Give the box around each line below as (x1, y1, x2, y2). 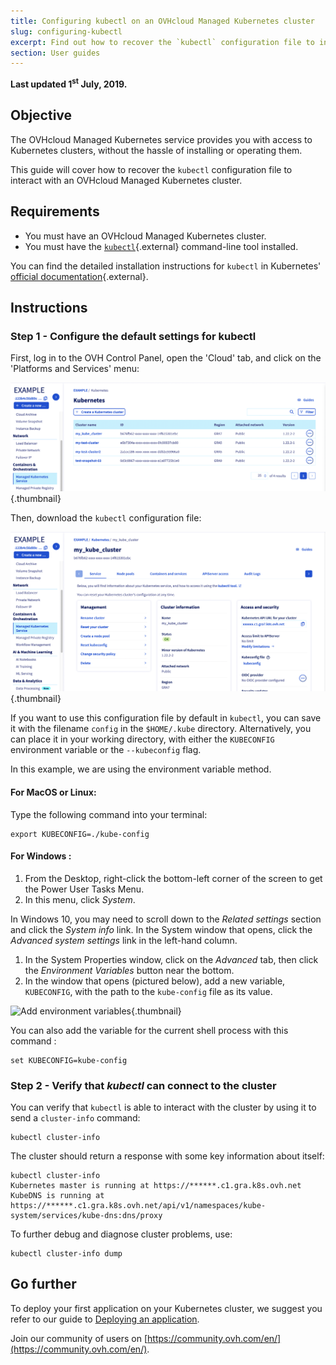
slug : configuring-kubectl (10, 26, 123, 37)
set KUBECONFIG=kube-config (10, 1055, 128, 1065)
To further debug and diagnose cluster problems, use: (10, 1228, 233, 1240)
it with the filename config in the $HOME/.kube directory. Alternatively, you (10, 723, 312, 735)
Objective (10, 107, 73, 124)
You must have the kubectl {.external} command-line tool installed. (24, 240, 299, 252)
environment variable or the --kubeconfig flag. (10, 744, 202, 756)
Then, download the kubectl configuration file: (10, 511, 202, 524)
